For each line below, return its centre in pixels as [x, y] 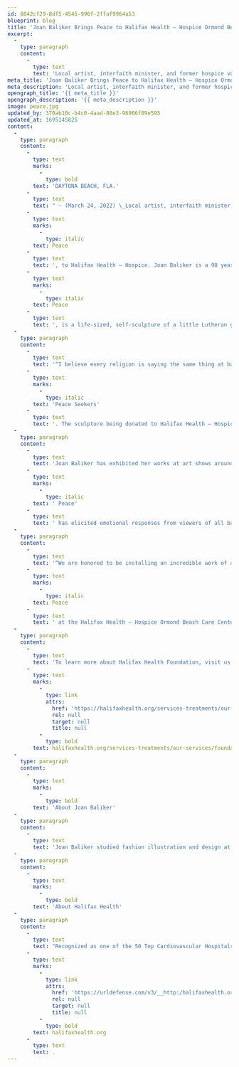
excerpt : [20, 34]
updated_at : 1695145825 [43, 120]
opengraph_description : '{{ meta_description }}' [83, 100]
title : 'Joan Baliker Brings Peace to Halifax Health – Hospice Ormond [116, 27]
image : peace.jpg [33, 107]
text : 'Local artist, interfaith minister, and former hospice [128, 73]
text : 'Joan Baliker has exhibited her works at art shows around [133, 464]
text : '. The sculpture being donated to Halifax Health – [122, 424]
